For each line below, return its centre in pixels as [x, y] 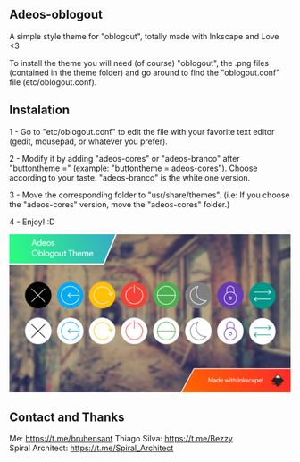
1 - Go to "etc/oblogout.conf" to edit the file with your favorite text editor [142, 131]
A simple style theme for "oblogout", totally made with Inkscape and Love [144, 36]
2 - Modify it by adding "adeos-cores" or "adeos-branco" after [125, 158]
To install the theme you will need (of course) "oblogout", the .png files [139, 63]
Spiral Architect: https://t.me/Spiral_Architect [92, 448]
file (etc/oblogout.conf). [53, 82]
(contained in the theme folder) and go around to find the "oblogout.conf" [145, 72]
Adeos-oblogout [56, 15]
